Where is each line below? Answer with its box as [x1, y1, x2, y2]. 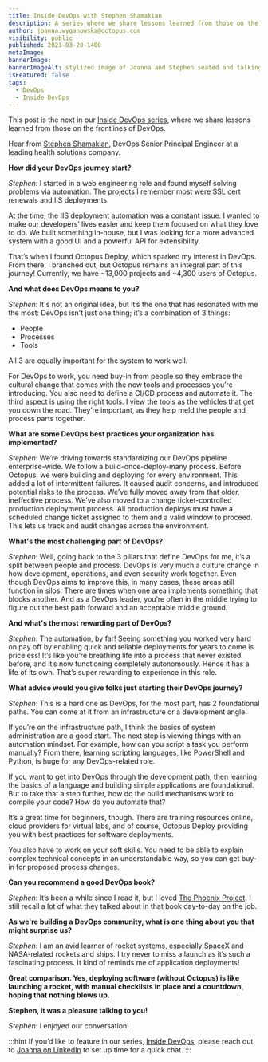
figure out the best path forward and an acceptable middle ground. [8, 603, 228, 613]
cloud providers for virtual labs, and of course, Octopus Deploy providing [8, 821, 249, 831]
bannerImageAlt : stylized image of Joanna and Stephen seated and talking [8, 64, 262, 72]
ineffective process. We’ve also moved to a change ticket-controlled [8, 495, 233, 505]
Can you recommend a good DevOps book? [8, 878, 156, 887]
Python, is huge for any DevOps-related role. [8, 756, 156, 766]
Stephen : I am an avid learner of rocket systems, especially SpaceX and [8, 941, 245, 950]
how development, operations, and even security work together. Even [8, 569, 237, 578]
